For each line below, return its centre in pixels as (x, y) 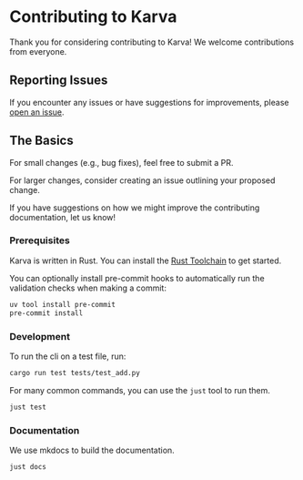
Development (40, 336)
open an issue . (37, 112)
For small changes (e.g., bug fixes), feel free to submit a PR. (121, 162)
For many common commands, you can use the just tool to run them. (140, 390)
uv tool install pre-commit (63, 304)
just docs (28, 466)
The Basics (42, 141)
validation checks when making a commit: (88, 288)
